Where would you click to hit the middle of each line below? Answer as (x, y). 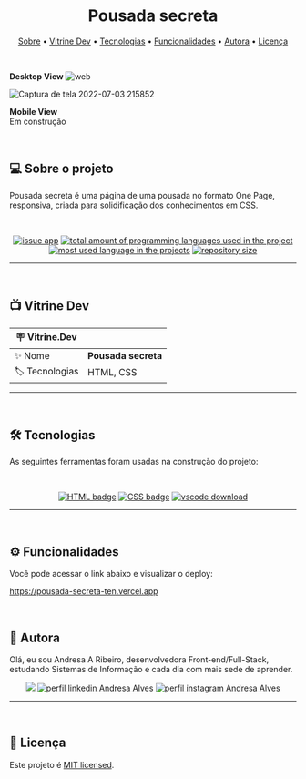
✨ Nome (32, 355)
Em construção (38, 121)
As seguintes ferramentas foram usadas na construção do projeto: (134, 462)
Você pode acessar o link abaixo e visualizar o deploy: (111, 574)
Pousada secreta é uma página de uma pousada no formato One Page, (143, 195)
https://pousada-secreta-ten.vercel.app (84, 591)
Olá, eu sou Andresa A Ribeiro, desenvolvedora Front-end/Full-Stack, (139, 660)
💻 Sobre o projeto (61, 169)
